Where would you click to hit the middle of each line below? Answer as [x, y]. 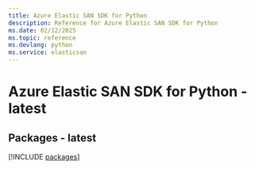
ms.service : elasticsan [48, 52]
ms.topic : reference [42, 38]
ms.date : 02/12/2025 [42, 30]
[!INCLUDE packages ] [44, 157]
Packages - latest [52, 138]
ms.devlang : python [41, 45]
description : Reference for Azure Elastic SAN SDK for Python [113, 23]
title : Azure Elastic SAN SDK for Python [78, 15]
